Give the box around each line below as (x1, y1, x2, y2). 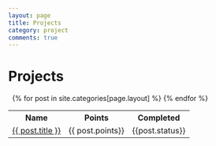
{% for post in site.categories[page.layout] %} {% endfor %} (11, 94, 209, 103)
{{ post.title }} (12, 125, 61, 137)
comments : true (8, 33, 58, 42)
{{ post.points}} (68, 125, 125, 137)
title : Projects (8, 19, 61, 27)
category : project (8, 26, 69, 34)
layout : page (8, 11, 51, 20)
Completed (137, 112, 181, 123)
